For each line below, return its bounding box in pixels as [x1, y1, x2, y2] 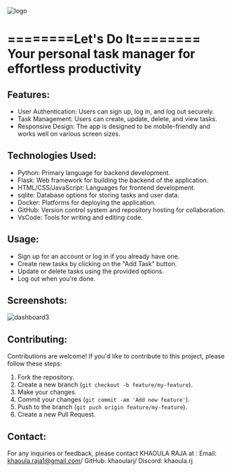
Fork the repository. [17, 373, 75, 382]
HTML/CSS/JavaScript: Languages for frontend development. [17, 183, 196, 192]
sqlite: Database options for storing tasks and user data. [17, 190, 180, 199]
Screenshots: [7, 295, 68, 307]
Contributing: [7, 333, 68, 345]
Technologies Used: [7, 150, 97, 162]
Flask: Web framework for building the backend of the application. [17, 176, 209, 184]
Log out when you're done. [17, 274, 96, 283]
